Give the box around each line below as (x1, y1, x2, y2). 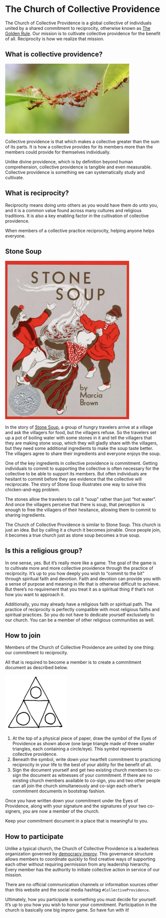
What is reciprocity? (5, 189, 69, 197)
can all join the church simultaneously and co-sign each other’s (12, 783, 142, 789)
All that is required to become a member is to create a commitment (5, 659, 142, 665)
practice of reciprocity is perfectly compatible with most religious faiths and (5, 606, 160, 612)
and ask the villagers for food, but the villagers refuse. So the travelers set (5, 429, 157, 435)
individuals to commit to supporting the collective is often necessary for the (5, 465, 160, 471)
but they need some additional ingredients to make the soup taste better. (5, 445, 154, 451)
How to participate (5, 832, 64, 841)
